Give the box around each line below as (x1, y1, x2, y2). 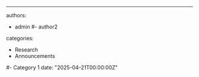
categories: (6, 35, 34, 41)
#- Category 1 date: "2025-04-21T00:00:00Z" (6, 64, 118, 71)
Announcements (14, 53, 55, 59)
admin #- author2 (14, 23, 58, 30)
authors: (6, 12, 27, 18)
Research (14, 46, 38, 53)
